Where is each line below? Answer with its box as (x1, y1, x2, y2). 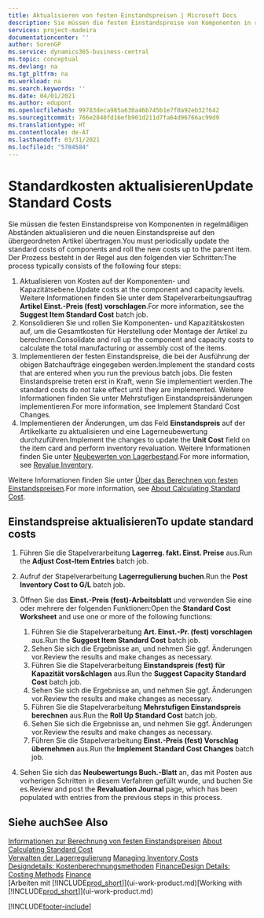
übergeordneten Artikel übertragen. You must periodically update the (8, 237, 229, 246)
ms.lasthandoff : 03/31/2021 (8, 135, 101, 144)
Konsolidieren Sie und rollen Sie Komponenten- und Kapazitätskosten (19, 318, 245, 328)
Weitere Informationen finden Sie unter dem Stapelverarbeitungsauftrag (19, 293, 252, 303)
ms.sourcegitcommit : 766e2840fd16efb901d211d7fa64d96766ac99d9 (8, 114, 220, 122)
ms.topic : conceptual (8, 56, 79, 64)
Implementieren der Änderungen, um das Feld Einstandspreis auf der (19, 418, 246, 428)
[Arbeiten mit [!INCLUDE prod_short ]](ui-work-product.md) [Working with (8, 878, 243, 887)
